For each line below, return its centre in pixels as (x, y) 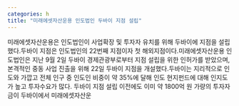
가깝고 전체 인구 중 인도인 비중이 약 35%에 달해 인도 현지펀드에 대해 (115, 77)
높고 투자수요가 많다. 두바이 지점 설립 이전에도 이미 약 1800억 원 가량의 (113, 86)
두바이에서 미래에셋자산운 (56, 95)
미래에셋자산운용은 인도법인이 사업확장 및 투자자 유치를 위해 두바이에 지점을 (112, 42)
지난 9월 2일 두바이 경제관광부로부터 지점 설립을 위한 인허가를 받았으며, (131, 59)
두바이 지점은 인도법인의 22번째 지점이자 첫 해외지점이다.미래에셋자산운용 (122, 51)
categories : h (29, 14)
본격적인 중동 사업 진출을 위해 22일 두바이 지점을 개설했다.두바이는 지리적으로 (115, 68)
